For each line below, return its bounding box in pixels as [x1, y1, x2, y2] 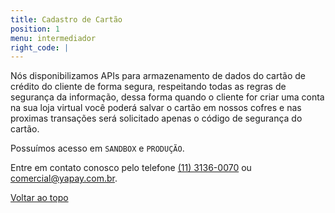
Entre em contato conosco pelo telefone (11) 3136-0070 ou [10, 162, 252, 174]
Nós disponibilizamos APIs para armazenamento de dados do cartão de [10, 70, 307, 82]
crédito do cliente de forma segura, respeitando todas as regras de [10, 81, 287, 93]
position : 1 [10, 24, 60, 34]
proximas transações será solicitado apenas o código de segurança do [10, 112, 303, 125]
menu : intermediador [10, 33, 97, 43]
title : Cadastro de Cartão [10, 14, 123, 25]
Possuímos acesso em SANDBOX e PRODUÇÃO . [10, 142, 185, 155]
